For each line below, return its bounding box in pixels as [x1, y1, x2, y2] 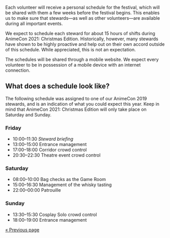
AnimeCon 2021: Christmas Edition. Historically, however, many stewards [5, 36, 159, 42]
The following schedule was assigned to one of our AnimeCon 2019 [5, 95, 147, 101]
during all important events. [5, 20, 63, 26]
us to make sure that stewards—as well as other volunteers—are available [5, 15, 160, 21]
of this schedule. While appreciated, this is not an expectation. [5, 47, 136, 52]
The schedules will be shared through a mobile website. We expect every [5, 56, 159, 63]
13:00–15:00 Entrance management [12, 141, 87, 147]
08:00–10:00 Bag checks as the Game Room [12, 176, 106, 183]
